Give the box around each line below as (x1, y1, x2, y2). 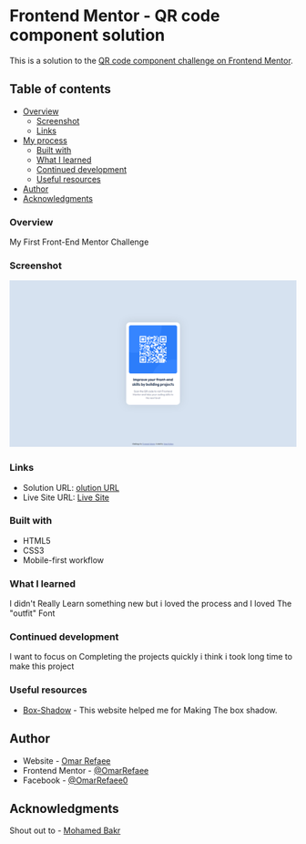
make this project (9, 661, 75, 672)
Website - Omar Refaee (22, 755, 111, 766)
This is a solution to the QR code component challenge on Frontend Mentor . (9, 55, 293, 66)
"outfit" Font (9, 608, 56, 619)
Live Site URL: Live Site (22, 492, 110, 503)
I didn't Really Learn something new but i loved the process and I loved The (9, 599, 292, 610)
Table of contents (9, 81, 111, 97)
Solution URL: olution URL (22, 482, 120, 493)
